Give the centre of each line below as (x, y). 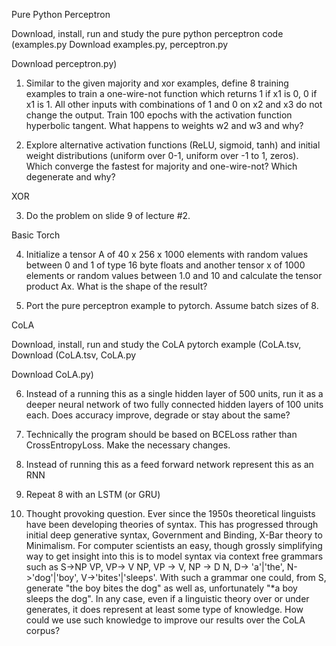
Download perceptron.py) (64, 63)
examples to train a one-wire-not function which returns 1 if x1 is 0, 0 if (171, 93)
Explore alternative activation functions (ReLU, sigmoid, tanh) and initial (173, 145)
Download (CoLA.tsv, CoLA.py (74, 355)
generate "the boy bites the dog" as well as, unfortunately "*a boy (161, 588)
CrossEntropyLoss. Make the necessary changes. (128, 445)
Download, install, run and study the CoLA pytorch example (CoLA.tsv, (156, 344)
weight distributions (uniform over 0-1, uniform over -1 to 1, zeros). (162, 155)
